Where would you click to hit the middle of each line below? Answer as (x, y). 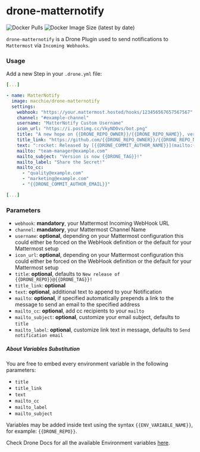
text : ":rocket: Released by (53, 145)
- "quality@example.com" (53, 173)
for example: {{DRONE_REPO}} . (42, 431)
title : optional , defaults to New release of (67, 274)
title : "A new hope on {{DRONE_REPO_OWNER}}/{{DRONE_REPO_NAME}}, (101, 134)
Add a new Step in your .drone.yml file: (54, 74)
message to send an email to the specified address (77, 305)
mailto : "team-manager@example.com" (62, 151)
